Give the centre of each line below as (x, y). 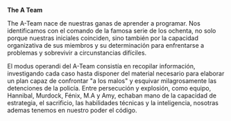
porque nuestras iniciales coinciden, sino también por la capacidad (103, 38)
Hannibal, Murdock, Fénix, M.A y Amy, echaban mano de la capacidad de (112, 95)
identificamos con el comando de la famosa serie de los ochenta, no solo (112, 31)
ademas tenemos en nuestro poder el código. (72, 110)
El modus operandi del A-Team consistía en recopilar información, (101, 66)
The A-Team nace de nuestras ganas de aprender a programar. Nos (104, 23)
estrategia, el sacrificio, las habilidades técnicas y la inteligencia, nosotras (113, 103)
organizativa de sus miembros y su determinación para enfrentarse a (106, 45)
